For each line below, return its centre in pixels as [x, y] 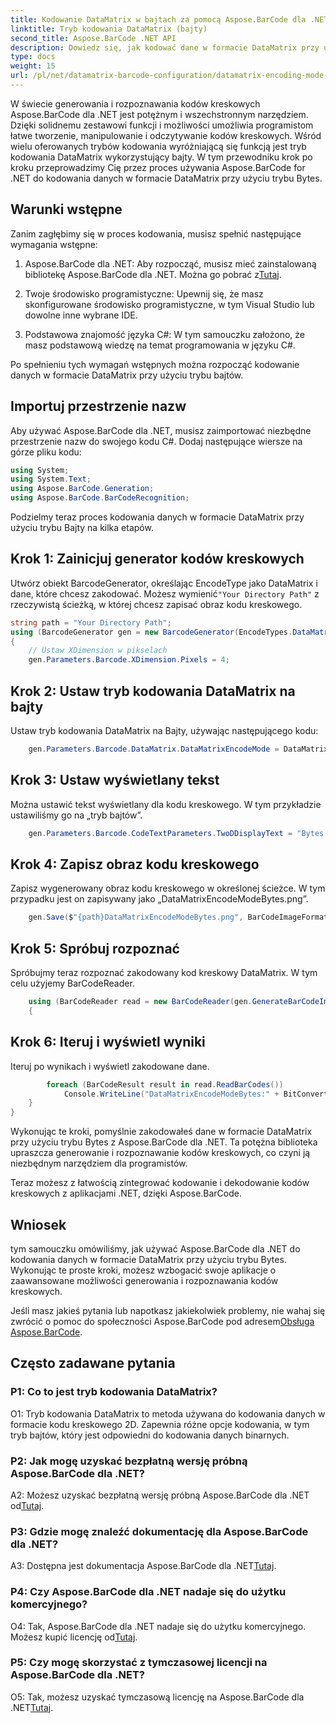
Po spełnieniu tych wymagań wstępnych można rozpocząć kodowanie [155, 364]
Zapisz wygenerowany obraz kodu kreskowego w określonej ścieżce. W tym [168, 888]
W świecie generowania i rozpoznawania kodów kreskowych [135, 103]
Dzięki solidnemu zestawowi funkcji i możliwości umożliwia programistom [162, 125]
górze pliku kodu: [46, 452]
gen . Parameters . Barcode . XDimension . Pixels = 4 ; [129, 660]
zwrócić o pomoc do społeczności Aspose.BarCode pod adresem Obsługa [162, 1321]
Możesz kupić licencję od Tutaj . [74, 1637]
